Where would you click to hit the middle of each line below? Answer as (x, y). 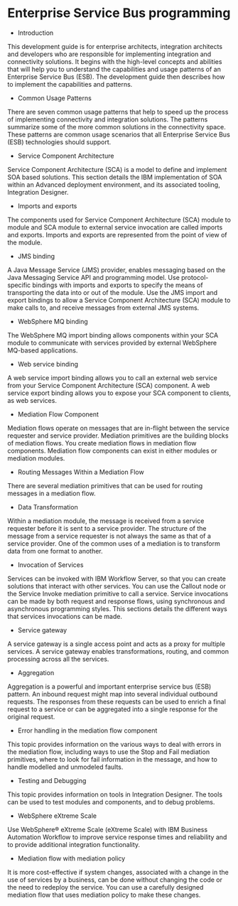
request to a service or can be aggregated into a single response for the (113, 709)
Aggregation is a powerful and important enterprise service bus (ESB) (109, 686)
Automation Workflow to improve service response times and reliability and (117, 837)
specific (19, 285)
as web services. (32, 400)
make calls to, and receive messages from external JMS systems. (103, 308)
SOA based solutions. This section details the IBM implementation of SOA (115, 177)
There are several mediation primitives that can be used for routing (105, 485)
